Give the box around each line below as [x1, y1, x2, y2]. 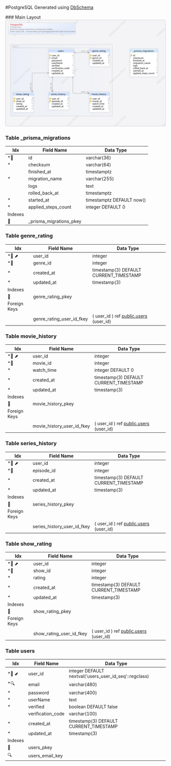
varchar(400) [68, 689, 97, 696]
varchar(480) [68, 681, 97, 687]
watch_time [33, 367, 57, 373]
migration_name [28, 175, 62, 182]
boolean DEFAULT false [68, 704, 118, 710]
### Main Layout [5, 14, 41, 20]
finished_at [28, 169, 51, 175]
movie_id [33, 360, 52, 366]
